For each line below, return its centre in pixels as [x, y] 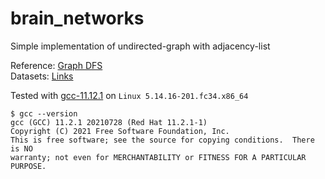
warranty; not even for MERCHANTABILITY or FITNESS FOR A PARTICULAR [158, 157]
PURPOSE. [28, 166]
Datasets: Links [42, 76]
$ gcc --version [44, 113]
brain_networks [77, 18]
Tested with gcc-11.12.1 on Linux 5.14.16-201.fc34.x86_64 [129, 95]
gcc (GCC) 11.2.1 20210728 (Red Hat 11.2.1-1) [109, 122]
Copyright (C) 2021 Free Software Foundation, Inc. [120, 131]
